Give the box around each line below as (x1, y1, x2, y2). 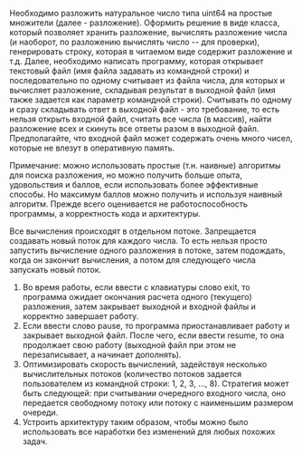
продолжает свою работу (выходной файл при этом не (22, 340, 237, 350)
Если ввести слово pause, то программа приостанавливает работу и (22, 321, 290, 331)
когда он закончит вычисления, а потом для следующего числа (9, 255, 256, 266)
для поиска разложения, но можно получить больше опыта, (9, 169, 242, 180)
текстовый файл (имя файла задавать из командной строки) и (9, 65, 250, 76)
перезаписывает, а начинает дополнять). (22, 349, 182, 360)
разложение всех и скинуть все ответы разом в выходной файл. (9, 123, 260, 134)
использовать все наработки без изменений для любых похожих (22, 426, 276, 437)
